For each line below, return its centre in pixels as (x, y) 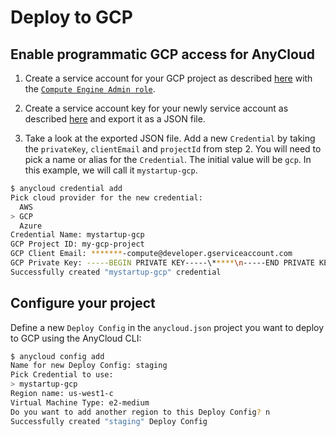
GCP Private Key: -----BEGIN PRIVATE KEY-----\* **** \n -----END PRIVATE (162, 263)
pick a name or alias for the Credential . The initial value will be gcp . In (168, 159)
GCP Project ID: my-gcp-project (77, 244)
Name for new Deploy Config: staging (89, 366)
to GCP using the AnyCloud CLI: (76, 338)
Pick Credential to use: (62, 375)
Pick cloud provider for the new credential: (106, 197)
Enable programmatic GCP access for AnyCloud (163, 54)
